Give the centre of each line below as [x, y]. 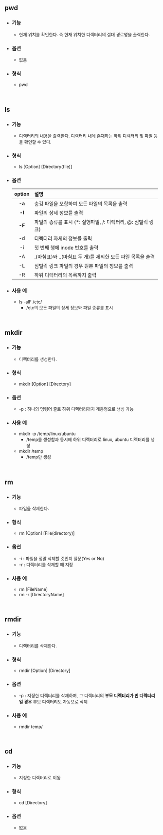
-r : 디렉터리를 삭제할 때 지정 [46, 564]
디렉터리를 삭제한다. [38, 646]
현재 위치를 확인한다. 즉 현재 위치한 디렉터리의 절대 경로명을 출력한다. [84, 34]
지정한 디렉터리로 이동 [40, 778]
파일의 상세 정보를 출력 [59, 213]
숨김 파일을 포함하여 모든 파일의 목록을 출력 [81, 204]
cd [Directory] [33, 802]
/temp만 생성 [39, 457]
